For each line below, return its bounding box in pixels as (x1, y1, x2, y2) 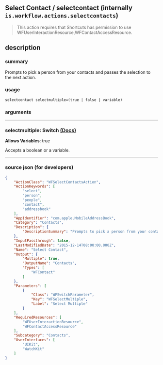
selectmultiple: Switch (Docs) (5, 127, 77, 134)
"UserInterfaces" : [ (14, 337, 55, 343)
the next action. (5, 74, 36, 80)
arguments (5, 109, 32, 116)
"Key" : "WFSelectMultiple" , (31, 297, 88, 302)
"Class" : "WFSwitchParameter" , (31, 292, 95, 298)
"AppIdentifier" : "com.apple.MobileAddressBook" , (14, 216, 116, 220)
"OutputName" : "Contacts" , (22, 261, 77, 266)
